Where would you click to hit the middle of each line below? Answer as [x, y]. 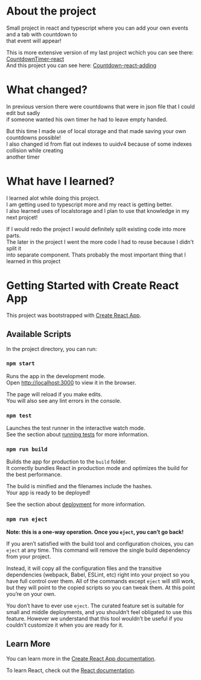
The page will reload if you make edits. [54, 394]
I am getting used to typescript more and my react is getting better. [90, 204]
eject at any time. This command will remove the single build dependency [98, 550]
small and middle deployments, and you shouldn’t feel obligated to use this [99, 612]
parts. [14, 235]
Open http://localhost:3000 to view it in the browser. [71, 382]
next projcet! [22, 217]
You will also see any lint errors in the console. [64, 400]
